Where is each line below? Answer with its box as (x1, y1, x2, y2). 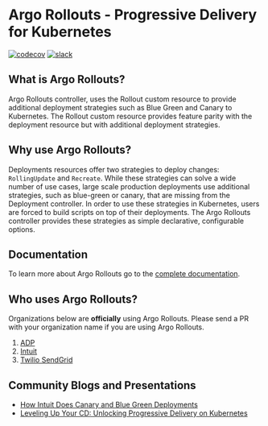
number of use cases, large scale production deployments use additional (8, 181, 250, 191)
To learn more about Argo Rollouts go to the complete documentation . (8, 269, 241, 279)
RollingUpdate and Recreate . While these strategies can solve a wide (8, 173, 237, 183)
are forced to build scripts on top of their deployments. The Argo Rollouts (8, 207, 251, 217)
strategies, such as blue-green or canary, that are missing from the (8, 190, 231, 200)
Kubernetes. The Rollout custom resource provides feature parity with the (8, 111, 253, 121)
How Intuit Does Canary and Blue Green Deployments (19, 400, 199, 409)
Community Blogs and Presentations (8, 378, 196, 392)
